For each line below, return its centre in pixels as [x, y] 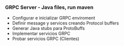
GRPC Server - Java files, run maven [49, 7]
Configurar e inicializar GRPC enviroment [54, 18]
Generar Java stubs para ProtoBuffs [48, 28]
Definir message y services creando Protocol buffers [65, 23]
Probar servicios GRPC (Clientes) [46, 39]
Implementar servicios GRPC [41, 34]
